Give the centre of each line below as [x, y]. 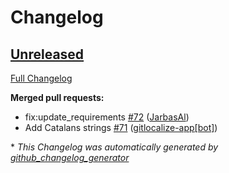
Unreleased [47, 54]
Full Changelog [41, 78]
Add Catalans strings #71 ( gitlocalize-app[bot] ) [121, 127]
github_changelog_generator [70, 157]
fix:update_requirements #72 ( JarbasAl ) [107, 117]
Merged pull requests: [57, 97]
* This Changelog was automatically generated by [114, 147]
